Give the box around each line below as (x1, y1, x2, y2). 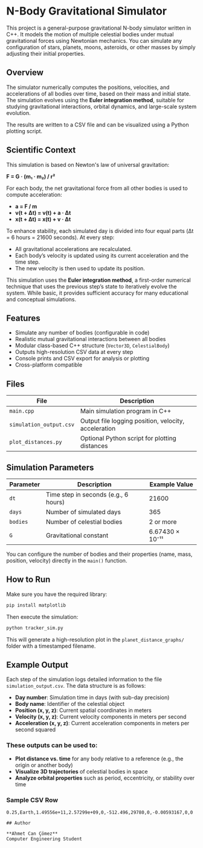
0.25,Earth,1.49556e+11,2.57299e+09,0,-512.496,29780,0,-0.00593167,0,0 (6, 809, 193, 815)
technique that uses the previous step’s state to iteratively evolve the (6, 282, 177, 290)
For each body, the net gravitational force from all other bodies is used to (6, 184, 188, 192)
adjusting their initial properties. (6, 50, 85, 57)
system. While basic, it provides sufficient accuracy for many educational (6, 289, 189, 296)
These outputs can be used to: (6, 741, 98, 749)
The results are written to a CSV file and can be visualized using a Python (6, 121, 189, 128)
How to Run (6, 575, 51, 585)
